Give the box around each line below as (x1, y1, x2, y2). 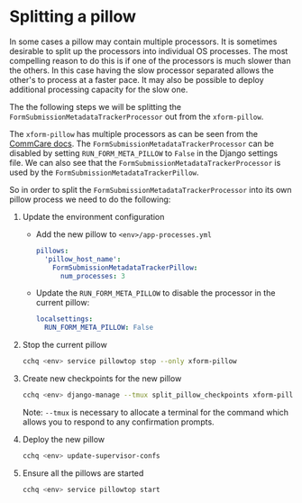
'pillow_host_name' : (43, 254, 122, 263)
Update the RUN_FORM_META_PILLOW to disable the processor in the (35, 288, 276, 298)
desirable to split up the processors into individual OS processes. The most (9, 45, 288, 56)
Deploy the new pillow (22, 434, 105, 444)
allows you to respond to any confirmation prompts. (22, 416, 215, 427)
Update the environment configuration (22, 211, 165, 222)
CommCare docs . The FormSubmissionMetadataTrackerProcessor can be (9, 138, 275, 149)
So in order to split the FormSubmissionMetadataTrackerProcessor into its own (9, 184, 292, 195)
